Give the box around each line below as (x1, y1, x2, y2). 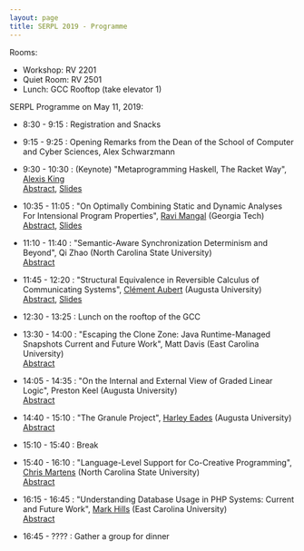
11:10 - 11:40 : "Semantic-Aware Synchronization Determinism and (22, 237, 269, 248)
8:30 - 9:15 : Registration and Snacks (22, 119, 162, 130)
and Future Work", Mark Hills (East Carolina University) (22, 503, 228, 514)
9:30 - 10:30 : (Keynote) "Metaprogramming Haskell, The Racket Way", (22, 163, 288, 174)
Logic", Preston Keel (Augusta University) (22, 385, 178, 396)
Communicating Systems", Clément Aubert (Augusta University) (22, 283, 262, 295)
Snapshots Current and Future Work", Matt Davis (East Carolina (22, 338, 260, 349)
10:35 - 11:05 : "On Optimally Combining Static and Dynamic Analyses (22, 201, 283, 212)
